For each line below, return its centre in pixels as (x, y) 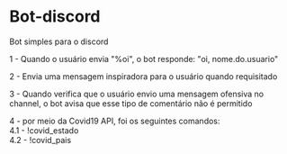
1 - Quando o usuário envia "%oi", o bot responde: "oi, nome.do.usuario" (144, 59)
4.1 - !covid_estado (44, 130)
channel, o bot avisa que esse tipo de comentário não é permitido (131, 103)
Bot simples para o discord (59, 41)
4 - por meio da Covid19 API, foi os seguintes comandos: (115, 121)
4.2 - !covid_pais (40, 140)
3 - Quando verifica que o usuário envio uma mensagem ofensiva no (136, 94)
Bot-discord (55, 17)
